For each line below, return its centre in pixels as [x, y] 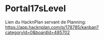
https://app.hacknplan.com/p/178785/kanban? [52, 27]
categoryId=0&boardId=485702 [37, 32]
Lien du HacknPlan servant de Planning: [46, 22]
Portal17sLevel [35, 9]
